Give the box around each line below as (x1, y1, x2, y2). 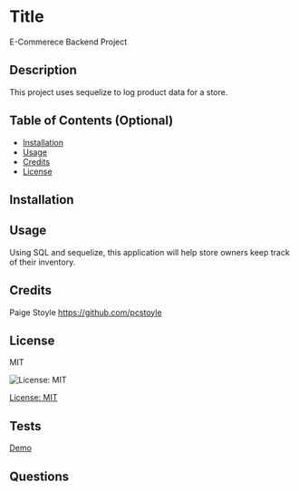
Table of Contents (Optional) (9, 113, 174, 129)
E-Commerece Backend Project (9, 36, 128, 47)
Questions (9, 468, 70, 484)
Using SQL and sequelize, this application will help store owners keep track (9, 246, 290, 257)
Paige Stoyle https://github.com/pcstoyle (9, 306, 162, 318)
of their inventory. (9, 256, 76, 267)
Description (9, 63, 77, 78)
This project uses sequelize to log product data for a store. (9, 86, 228, 97)
